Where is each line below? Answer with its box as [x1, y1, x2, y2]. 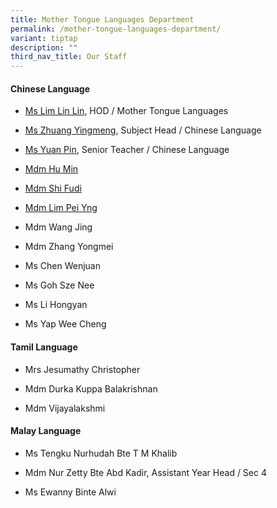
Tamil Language [10, 341, 78, 353]
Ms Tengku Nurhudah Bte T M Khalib [24, 447, 178, 459]
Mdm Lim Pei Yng [24, 202, 98, 214]
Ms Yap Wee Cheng [24, 318, 107, 330]
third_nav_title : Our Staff [10, 52, 128, 62]
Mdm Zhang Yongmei [24, 241, 114, 253]
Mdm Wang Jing [24, 221, 93, 233]
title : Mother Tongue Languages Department [10, 14, 195, 25]
